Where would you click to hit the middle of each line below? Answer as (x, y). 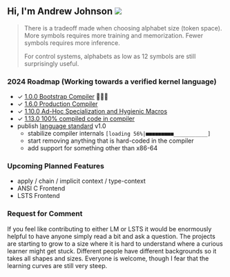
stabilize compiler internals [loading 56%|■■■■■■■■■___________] (119, 134)
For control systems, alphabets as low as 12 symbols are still (110, 56)
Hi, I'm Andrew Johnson (60, 11)
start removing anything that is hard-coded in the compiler (111, 141)
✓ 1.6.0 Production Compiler (57, 104)
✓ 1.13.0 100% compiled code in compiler (76, 119)
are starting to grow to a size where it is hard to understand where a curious (115, 243)
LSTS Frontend (38, 196)
